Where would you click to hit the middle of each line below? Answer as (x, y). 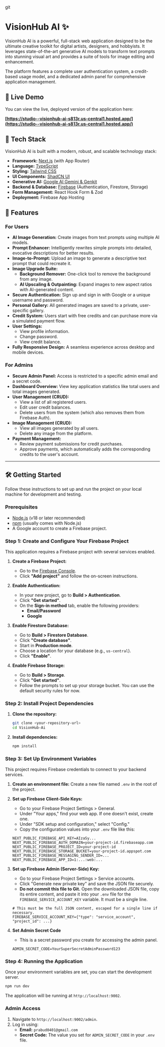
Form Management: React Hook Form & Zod (57, 192)
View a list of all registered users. (53, 402)
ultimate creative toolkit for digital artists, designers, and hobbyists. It (75, 46)
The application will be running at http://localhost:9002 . (63, 996)
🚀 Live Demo (25, 97)
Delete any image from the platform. (56, 433)
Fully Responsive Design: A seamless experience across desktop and (83, 347)
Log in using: (25, 1024)
